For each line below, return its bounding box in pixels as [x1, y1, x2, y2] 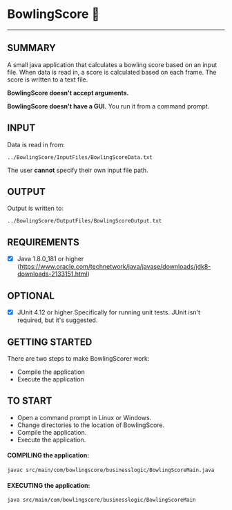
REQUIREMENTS [7, 236, 79, 248]
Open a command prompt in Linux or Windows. [17, 413, 152, 422]
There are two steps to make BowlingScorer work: [7, 354, 150, 362]
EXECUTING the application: [7, 481, 91, 489]
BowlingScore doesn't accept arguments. [7, 88, 129, 97]
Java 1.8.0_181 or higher [17, 255, 84, 263]
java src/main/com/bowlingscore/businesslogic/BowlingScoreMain [7, 497, 196, 504]
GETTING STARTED [7, 336, 93, 348]
